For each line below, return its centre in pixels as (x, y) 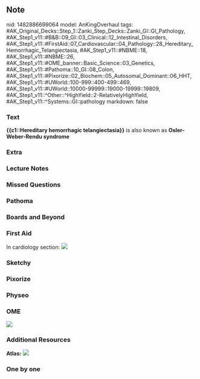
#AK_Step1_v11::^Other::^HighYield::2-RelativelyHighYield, (77, 95)
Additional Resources (38, 339)
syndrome (56, 137)
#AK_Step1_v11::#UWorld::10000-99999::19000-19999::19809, (83, 88)
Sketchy (19, 263)
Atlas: (14, 354)
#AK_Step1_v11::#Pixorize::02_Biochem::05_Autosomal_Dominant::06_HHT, (99, 75)
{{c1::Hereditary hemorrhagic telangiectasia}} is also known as (87, 130)
